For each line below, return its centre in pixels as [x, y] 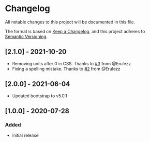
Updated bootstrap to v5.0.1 [39, 96]
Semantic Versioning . [26, 36]
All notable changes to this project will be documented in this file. [70, 22]
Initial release [25, 135]
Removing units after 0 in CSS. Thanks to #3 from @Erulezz [71, 63]
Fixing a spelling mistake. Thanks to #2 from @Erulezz [66, 69]
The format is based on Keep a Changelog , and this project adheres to [75, 31]
